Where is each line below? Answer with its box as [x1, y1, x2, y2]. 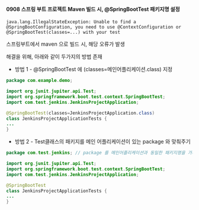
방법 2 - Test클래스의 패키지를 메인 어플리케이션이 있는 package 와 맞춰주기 [14, 138, 191, 145]
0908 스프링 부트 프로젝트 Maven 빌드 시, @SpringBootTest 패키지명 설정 [6, 5, 181, 12]
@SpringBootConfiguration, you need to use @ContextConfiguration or [6, 24, 182, 30]
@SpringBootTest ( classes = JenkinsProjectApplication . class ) [6, 110, 155, 116]
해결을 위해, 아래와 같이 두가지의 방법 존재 [6, 53, 102, 61]
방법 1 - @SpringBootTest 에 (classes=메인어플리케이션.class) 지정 [14, 66, 173, 73]
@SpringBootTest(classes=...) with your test [6, 30, 120, 36]
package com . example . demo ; [6, 78, 73, 84]
